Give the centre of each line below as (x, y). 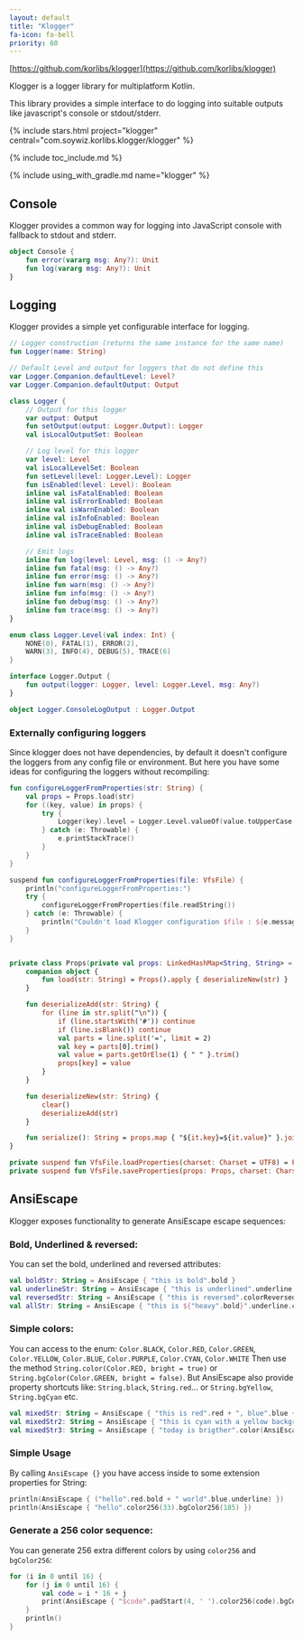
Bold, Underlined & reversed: (73, 1244)
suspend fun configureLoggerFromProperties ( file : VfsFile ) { (127, 880)
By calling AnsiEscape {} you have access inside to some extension (134, 1473)
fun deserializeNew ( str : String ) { (92, 1096)
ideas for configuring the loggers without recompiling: (110, 771)
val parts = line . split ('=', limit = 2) (134, 1038)
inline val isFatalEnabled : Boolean (95, 493)
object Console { (42, 252)
